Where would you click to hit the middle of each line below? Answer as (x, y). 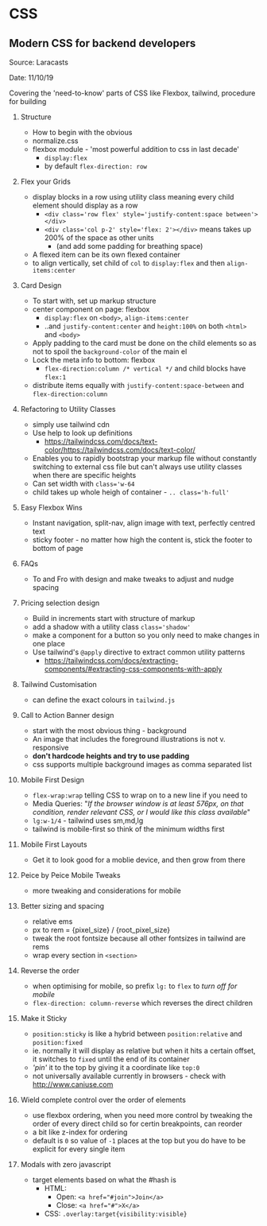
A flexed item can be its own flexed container (106, 254)
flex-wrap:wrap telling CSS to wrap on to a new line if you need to (140, 795)
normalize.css (55, 141)
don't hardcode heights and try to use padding (111, 756)
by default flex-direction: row (96, 166)
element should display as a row (85, 205)
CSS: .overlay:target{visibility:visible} (116, 1214)
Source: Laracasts (39, 62)
